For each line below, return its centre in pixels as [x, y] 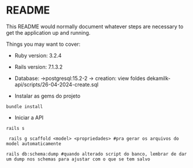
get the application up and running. [48, 32]
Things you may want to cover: [43, 44]
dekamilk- [158, 78]
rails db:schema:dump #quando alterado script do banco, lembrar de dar [96, 154]
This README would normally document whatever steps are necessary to [95, 26]
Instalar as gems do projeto [47, 96]
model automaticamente [34, 144]
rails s [15, 128]
